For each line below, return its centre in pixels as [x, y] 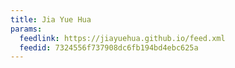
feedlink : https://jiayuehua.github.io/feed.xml [122, 38]
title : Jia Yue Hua [51, 19]
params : [26, 29]
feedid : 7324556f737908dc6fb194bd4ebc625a [109, 47]
